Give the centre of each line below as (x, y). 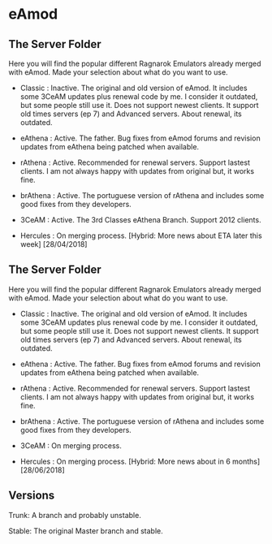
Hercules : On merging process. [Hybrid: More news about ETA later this (141, 235)
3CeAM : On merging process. (71, 445)
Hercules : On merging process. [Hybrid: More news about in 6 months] (140, 461)
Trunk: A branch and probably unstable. (75, 515)
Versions (32, 496)
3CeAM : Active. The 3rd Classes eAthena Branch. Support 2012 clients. (140, 220)
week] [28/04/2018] (54, 244)
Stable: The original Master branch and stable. (86, 531)
